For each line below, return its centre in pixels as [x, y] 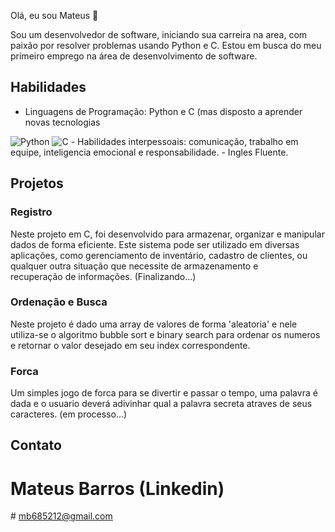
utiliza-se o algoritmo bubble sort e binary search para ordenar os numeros [165, 334]
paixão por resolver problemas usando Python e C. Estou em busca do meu [166, 45]
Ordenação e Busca [59, 302]
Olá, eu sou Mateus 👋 [54, 15]
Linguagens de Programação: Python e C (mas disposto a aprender [163, 111]
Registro [31, 212]
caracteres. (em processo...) [69, 414]
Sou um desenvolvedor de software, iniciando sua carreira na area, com [159, 34]
